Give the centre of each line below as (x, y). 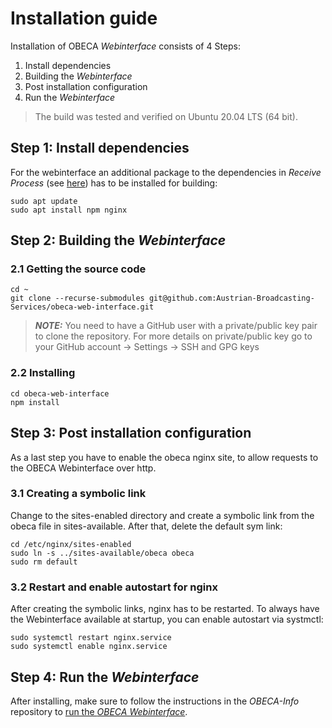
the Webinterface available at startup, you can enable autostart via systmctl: (167, 619)
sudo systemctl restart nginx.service (91, 638)
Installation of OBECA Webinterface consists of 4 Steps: (126, 46)
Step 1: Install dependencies (100, 148)
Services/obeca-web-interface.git (82, 307)
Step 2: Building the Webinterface (118, 240)
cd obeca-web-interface (60, 393)
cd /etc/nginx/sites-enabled (71, 544)
